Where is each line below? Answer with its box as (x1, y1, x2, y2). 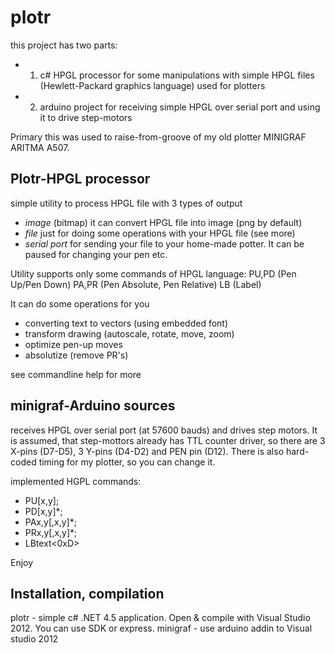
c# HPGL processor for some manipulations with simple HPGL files (39, 69, 315, 81)
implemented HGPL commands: (10, 475, 142, 487)
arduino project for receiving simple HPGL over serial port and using (39, 101, 321, 113)
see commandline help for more (10, 368, 142, 380)
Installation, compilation (10, 585, 165, 602)
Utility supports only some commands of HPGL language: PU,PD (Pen (10, 267, 297, 280)
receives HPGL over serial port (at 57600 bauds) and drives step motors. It (10, 424, 318, 436)
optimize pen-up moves (24, 338, 123, 350)
